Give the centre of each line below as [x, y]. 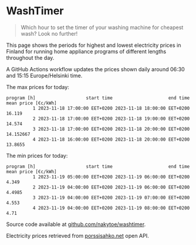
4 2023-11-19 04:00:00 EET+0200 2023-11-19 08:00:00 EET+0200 [111, 208]
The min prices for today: [37, 155]
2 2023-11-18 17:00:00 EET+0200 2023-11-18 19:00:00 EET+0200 [111, 119]
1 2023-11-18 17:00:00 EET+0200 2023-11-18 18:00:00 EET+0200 [111, 108]
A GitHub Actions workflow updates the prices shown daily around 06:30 [96, 69]
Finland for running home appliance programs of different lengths [86, 51]
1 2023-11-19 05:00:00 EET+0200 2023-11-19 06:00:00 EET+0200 [111, 177]
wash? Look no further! [49, 33]
